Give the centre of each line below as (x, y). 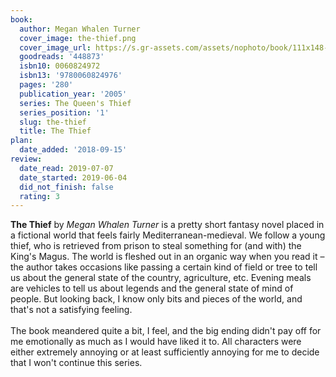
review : (26, 159)
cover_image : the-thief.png (78, 38)
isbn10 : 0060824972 (60, 66)
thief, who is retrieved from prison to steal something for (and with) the (156, 246)
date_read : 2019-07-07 (66, 168)
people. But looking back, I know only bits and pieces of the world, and (156, 299)
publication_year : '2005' (73, 94)
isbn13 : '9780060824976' (71, 76)
